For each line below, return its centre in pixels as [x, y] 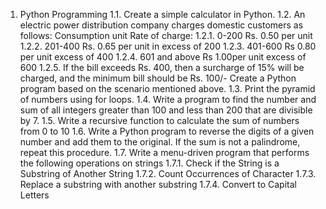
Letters [34, 195]
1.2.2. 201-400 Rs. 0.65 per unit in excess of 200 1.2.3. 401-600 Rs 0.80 [168, 46]
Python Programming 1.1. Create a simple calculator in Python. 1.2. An [162, 14]
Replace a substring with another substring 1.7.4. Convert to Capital [158, 184]
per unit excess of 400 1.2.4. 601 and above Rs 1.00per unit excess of [163, 57]
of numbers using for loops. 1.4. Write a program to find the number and [168, 99]
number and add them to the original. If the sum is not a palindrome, [160, 142]
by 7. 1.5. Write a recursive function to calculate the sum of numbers [159, 120]
